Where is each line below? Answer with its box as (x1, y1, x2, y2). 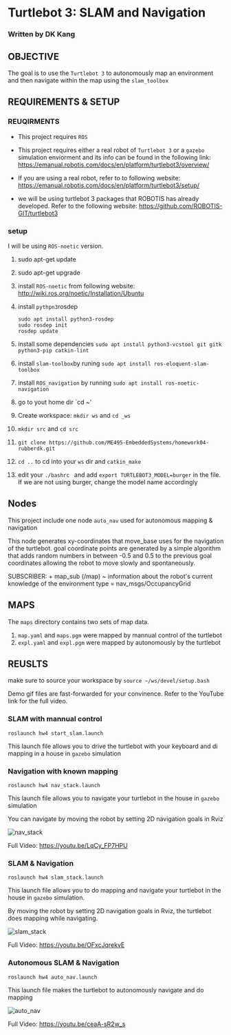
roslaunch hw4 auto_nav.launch (8, 974, 98, 981)
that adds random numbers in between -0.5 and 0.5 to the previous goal (8, 551, 212, 559)
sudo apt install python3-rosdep (17, 315, 114, 323)
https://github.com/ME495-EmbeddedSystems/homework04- (48, 439, 209, 446)
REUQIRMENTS (8, 117, 60, 127)
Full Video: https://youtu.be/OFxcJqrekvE (8, 941, 125, 949)
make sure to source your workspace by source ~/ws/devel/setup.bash (8, 676, 210, 685)
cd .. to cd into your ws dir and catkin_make (17, 457, 142, 465)
